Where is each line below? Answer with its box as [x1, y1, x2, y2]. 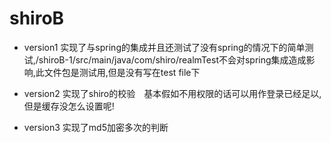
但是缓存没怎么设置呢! [23, 100, 115, 112]
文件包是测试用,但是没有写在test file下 [43, 66, 201, 78]
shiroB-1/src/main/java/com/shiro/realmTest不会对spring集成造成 [38, 53, 307, 66]
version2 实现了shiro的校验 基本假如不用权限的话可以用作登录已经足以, [23, 87, 322, 99]
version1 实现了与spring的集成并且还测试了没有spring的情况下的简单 [23, 41, 306, 53]
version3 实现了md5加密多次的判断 [23, 121, 169, 133]
